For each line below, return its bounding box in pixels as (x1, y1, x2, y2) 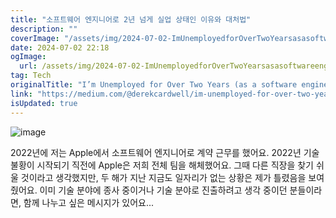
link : (10, 89, 33, 99)
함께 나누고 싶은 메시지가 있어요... (23, 196, 155, 208)
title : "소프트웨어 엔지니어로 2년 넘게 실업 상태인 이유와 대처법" (10, 14, 252, 25)
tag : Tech (10, 71, 52, 81)
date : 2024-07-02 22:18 (10, 42, 110, 53)
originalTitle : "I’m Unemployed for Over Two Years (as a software (10, 80, 298, 90)
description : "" (10, 24, 78, 34)
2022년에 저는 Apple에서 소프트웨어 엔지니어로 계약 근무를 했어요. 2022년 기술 (10, 146, 320, 158)
